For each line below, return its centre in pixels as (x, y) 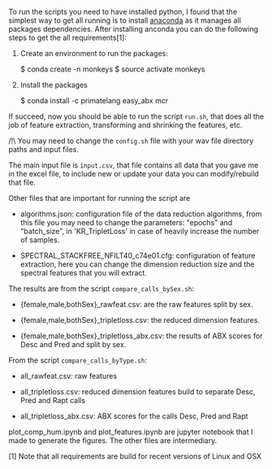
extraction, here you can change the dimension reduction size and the (137, 264)
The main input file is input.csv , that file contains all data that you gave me (134, 165)
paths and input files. (43, 149)
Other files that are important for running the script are (99, 198)
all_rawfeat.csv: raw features (69, 376)
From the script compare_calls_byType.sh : (78, 360)
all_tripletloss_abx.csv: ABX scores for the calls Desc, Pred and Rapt (134, 416)
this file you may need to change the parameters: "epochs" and (126, 222)
